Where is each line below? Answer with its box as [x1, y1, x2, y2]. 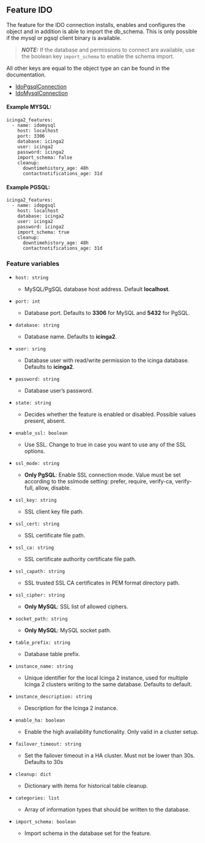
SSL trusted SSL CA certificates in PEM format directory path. [24, 579, 181, 586]
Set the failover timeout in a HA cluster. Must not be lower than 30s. [24, 752, 195, 759]
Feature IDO [6, 5, 53, 15]
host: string [15, 274, 49, 281]
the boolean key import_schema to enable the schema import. [21, 52, 174, 60]
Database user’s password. [24, 387, 93, 394]
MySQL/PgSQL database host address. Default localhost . [24, 285, 170, 293]
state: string [15, 399, 51, 406]
